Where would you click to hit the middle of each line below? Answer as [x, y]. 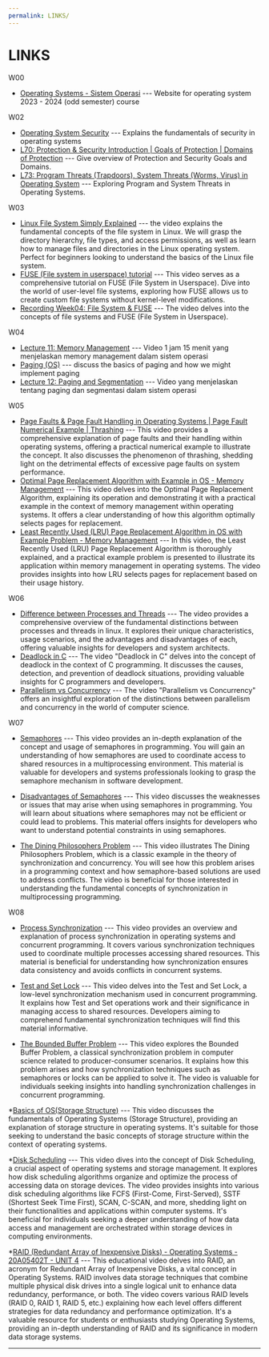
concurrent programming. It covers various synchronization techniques [137, 944]
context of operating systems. [58, 1144]
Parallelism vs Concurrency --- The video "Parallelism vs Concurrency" [138, 690]
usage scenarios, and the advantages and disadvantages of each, [128, 639]
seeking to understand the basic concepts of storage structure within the [129, 1135]
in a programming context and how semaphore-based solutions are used [140, 871]
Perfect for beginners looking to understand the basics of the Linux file [137, 257]
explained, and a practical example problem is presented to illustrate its [137, 557]
